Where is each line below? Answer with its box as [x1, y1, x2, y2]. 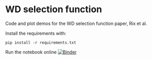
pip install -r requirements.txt [5, 40, 77, 45]
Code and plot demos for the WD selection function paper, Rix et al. [5, 20, 147, 26]
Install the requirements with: [5, 30, 66, 36]
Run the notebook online [5, 49, 57, 55]
